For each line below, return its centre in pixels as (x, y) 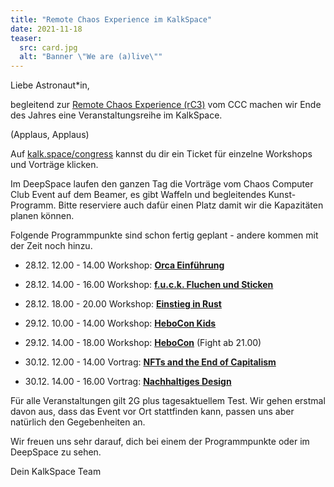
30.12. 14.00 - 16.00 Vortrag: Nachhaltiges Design (128, 382)
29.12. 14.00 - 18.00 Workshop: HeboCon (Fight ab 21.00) (143, 343)
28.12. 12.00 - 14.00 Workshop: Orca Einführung (124, 265)
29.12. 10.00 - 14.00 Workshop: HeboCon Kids (120, 323)
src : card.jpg (48, 47)
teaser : (26, 38)
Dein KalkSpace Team (56, 472)
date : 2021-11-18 (46, 29)
